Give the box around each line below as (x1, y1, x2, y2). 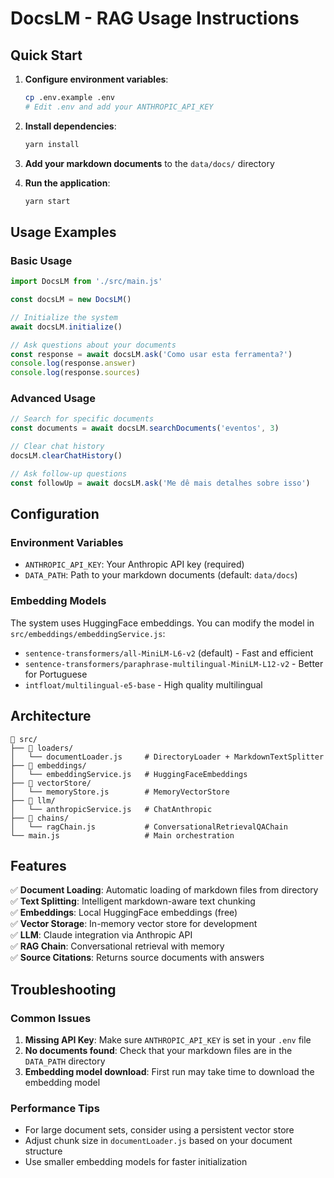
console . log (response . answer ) (10, 358, 137, 369)
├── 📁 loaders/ (10, 743, 74, 753)
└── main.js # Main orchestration (10, 830, 235, 841)
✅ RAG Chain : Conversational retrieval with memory (10, 940, 225, 952)
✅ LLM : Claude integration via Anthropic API (10, 929, 193, 941)
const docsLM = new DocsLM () (10, 295, 132, 305)
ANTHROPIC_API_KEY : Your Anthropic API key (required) (24, 558, 245, 571)
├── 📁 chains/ (10, 813, 70, 823)
